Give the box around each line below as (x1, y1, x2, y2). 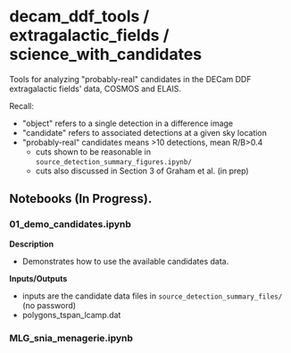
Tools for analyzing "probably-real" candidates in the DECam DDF (9, 73, 252, 84)
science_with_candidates (9, 45, 203, 64)
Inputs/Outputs (9, 273, 68, 283)
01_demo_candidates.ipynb (9, 218, 131, 231)
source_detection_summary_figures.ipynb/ (35, 157, 192, 166)
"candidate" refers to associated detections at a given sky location (21, 127, 268, 138)
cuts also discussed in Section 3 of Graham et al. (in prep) (35, 165, 249, 176)
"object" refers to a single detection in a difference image (21, 118, 234, 129)
